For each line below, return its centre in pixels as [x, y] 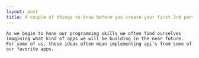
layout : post [22, 12]
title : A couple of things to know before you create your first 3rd [94, 17]
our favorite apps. [30, 49]
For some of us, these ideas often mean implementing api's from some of [99, 44]
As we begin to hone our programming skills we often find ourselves [94, 33]
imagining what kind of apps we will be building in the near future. [95, 38]
